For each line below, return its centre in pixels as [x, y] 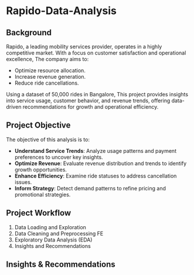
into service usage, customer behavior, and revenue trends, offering [88, 100]
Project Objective [38, 125]
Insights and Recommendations [52, 246]
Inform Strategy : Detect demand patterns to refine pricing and [90, 188]
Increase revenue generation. [50, 77]
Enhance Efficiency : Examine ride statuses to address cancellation [96, 176]
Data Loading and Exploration [50, 227]
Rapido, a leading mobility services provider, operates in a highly [84, 46]
